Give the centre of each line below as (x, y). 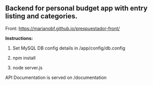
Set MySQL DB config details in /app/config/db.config (69, 48)
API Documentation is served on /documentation (56, 77)
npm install (24, 58)
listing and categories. (41, 16)
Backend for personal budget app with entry (76, 8)
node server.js (28, 67)
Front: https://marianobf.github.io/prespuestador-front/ (63, 28)
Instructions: (19, 38)
